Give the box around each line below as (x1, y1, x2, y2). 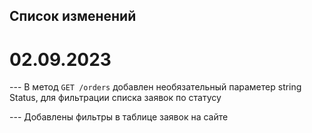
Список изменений (9, 8, 137, 25)
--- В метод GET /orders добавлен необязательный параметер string (9, 81, 302, 93)
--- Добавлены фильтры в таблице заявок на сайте (9, 111, 229, 123)
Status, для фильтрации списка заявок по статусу (9, 92, 222, 104)
